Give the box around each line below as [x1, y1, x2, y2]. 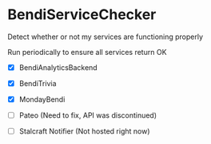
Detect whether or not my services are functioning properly [7, 32, 204, 41]
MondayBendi [18, 95, 66, 104]
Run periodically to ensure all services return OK [7, 47, 167, 56]
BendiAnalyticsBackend [18, 62, 98, 72]
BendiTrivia [18, 79, 57, 88]
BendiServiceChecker [7, 6, 157, 24]
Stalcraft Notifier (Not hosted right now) [18, 126, 150, 136]
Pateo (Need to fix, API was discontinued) [18, 111, 157, 120]
